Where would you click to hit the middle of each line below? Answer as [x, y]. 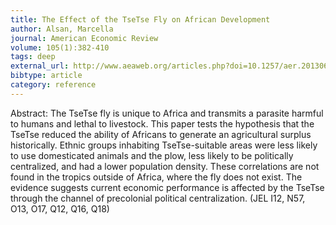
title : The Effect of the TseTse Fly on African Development [140, 19]
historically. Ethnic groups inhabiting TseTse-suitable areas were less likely [164, 145]
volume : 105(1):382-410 [60, 47]
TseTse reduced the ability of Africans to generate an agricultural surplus [161, 134]
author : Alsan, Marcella [62, 29]
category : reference [53, 85]
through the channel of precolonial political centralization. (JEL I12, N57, [158, 198]
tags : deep [33, 57]
